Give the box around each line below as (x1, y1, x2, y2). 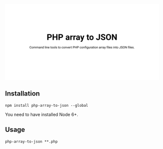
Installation (5, 89, 40, 98)
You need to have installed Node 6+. (5, 111, 79, 117)
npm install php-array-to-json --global (5, 103, 89, 108)
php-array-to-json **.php (5, 139, 58, 144)
